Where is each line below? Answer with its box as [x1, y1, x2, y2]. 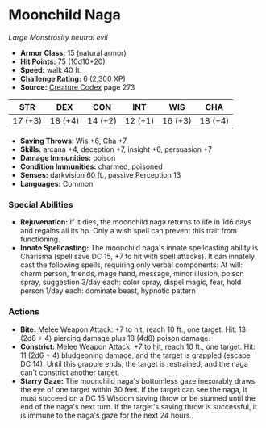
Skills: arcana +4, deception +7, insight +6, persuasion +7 [19, 144, 212, 154]
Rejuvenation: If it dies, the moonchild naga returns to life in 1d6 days [19, 217, 252, 227]
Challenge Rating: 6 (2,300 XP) [19, 73, 127, 83]
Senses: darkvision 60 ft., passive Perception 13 [19, 170, 181, 179]
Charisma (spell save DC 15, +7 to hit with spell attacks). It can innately [19, 252, 256, 262]
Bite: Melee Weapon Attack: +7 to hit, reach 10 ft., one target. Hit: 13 [19, 325, 247, 334]
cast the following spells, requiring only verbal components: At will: [19, 260, 243, 270]
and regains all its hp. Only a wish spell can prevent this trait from [19, 226, 238, 236]
